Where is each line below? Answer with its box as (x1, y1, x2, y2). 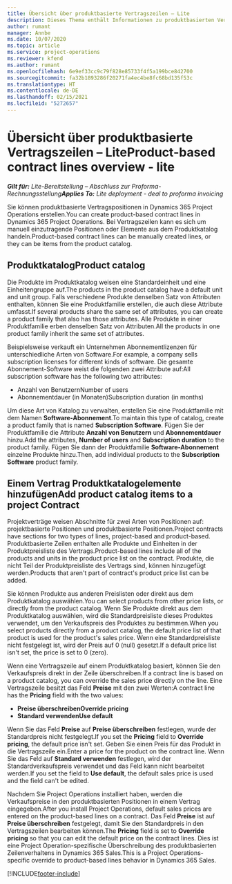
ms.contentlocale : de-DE (7, 87, 79, 94)
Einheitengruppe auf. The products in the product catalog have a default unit (7, 285, 223, 294)
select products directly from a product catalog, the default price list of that (7, 626, 222, 634)
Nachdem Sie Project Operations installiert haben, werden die (7, 790, 183, 798)
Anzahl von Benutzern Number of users (17, 385, 129, 394)
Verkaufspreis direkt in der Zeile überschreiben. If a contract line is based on (7, 669, 224, 677)
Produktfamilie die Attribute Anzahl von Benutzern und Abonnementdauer (7, 428, 222, 436)
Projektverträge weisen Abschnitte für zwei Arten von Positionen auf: (7, 518, 204, 526)
